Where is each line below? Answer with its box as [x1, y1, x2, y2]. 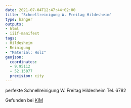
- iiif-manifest [5, 31, 39, 36]
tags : [5, 36, 17, 41]
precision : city [10, 74, 44, 79]
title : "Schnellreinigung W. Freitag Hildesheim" [5, 12, 112, 17]
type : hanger [5, 17, 33, 22]
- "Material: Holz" [5, 50, 47, 55]
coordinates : [10, 59, 37, 64]
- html [5, 26, 19, 31]
